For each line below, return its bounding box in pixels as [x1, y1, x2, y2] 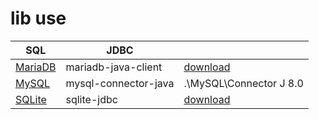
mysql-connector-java [65, 76, 175, 90]
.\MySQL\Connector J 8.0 [183, 76, 304, 90]
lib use [10, 7, 67, 30]
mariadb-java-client [65, 60, 163, 74]
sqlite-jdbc [65, 92, 118, 106]
